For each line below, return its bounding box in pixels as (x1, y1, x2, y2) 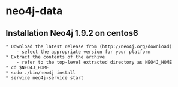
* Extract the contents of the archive (5, 54, 105, 60)
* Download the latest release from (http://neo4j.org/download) (5, 44, 172, 49)
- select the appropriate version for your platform (16, 49, 151, 55)
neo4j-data (5, 4, 63, 18)
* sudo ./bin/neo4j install (5, 70, 76, 76)
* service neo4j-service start (5, 75, 84, 81)
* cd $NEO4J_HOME (5, 64, 49, 70)
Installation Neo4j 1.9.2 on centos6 (5, 28, 138, 38)
